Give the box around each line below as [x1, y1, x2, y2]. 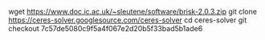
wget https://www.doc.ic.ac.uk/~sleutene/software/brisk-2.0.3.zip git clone [8, 7, 257, 16]
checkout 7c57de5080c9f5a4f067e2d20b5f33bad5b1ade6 [8, 24, 203, 33]
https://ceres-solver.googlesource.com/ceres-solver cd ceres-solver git [8, 15, 247, 25]
